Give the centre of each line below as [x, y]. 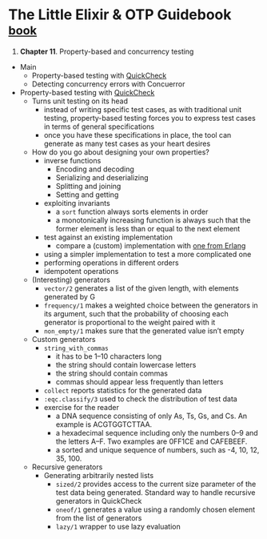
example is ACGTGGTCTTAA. [104, 424]
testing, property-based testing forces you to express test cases [149, 118]
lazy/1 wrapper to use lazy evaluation [118, 526]
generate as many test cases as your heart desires [127, 143]
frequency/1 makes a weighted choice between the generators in [151, 305]
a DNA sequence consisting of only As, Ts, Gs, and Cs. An [151, 416]
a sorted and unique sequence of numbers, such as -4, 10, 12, [157, 449]
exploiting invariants [77, 203]
